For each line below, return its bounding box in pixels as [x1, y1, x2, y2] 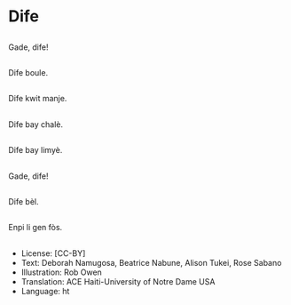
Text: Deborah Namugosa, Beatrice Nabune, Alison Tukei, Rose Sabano [20, 257, 282, 268]
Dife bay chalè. [8, 118, 64, 130]
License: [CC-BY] [20, 247, 86, 259]
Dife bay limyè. [8, 145, 63, 156]
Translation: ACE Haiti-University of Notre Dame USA [20, 276, 216, 286]
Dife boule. [8, 67, 49, 77]
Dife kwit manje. [8, 93, 67, 104]
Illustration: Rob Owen [20, 267, 103, 277]
